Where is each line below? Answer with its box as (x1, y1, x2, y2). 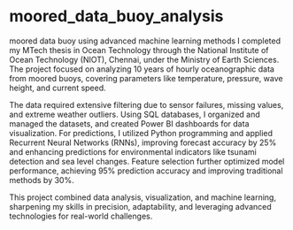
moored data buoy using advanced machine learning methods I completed (9, 35, 281, 46)
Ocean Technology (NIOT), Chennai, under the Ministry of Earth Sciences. (9, 54, 280, 65)
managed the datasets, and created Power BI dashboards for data (9, 118, 250, 129)
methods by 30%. (9, 174, 74, 185)
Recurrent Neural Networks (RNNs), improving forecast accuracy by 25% (9, 137, 277, 148)
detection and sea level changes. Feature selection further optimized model (9, 156, 285, 166)
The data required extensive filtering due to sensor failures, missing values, (9, 99, 284, 110)
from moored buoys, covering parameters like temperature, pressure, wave (9, 73, 283, 83)
